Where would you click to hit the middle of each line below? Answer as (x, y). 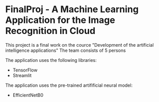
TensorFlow (25, 70)
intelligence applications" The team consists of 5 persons (65, 50)
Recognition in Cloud (50, 31)
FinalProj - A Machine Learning (72, 9)
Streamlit (22, 75)
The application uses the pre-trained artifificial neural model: (69, 85)
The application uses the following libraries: (51, 60)
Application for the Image (60, 20)
